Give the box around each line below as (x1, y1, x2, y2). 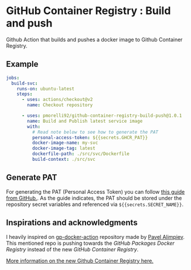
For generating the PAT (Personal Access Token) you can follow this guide (6, 188, 185, 195)
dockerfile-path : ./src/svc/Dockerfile (32, 151, 130, 157)
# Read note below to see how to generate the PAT (32, 129, 159, 135)
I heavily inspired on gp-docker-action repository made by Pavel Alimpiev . (6, 233, 185, 240)
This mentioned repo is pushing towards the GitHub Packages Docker (6, 239, 175, 247)
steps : (16, 91, 33, 97)
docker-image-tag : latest (32, 146, 95, 151)
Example (6, 59, 39, 69)
